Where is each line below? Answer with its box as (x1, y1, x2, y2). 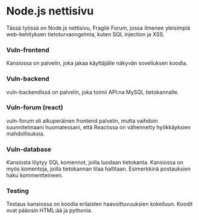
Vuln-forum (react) (6, 103, 63, 112)
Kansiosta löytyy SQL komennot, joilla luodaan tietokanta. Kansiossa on (6, 159, 184, 166)
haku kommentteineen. (6, 172, 63, 179)
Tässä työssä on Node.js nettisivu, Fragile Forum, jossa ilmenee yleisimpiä (6, 24, 191, 31)
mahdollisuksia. (6, 130, 45, 137)
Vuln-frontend (6, 45, 49, 54)
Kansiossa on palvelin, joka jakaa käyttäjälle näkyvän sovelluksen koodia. (6, 59, 188, 67)
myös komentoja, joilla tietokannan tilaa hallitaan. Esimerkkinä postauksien (6, 165, 191, 173)
